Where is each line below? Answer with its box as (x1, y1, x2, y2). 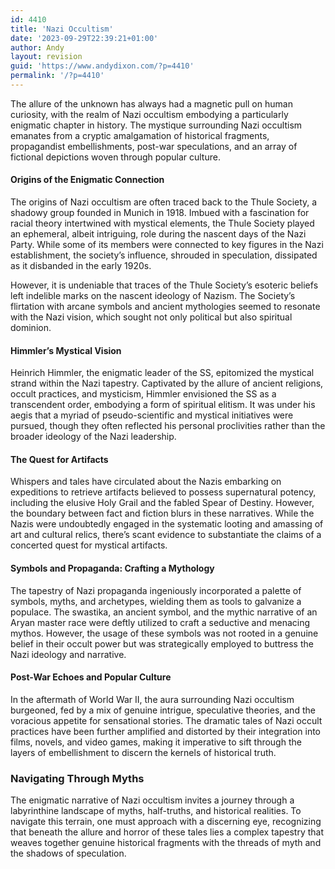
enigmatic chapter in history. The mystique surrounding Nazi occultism (10, 119, 303, 131)
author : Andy (10, 42, 65, 53)
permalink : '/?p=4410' (10, 71, 105, 81)
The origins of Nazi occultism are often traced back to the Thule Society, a (10, 196, 318, 208)
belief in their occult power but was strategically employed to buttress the (10, 637, 314, 650)
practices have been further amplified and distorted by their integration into (10, 725, 322, 737)
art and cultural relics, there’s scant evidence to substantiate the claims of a (10, 529, 322, 541)
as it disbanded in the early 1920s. (10, 260, 152, 272)
